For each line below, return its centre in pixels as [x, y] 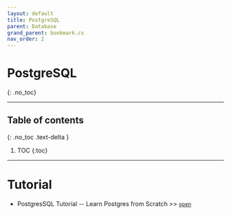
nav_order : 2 [26, 39]
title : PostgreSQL [33, 20]
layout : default [30, 13]
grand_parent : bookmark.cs [46, 33]
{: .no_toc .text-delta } [38, 137]
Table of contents [45, 120]
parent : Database [32, 26]
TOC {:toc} [32, 150]
